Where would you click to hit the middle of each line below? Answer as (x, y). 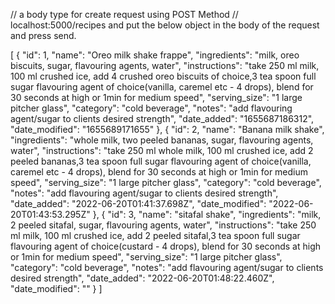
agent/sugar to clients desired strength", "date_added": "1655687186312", (162, 118)
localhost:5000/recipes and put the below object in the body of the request (165, 25)
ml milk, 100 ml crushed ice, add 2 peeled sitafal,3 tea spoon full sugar (155, 235)
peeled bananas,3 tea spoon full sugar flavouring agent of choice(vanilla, (161, 161)
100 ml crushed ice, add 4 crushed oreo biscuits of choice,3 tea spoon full (163, 76)
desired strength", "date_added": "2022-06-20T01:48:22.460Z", (142, 278)
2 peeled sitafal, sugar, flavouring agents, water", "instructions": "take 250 (163, 225)
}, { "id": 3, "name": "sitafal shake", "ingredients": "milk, (207, 214)
